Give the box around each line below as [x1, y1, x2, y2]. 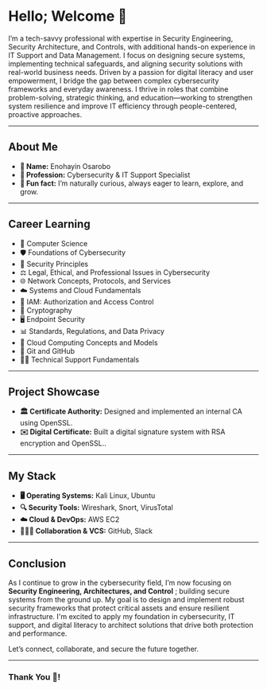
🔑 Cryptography [19, 305, 73, 315]
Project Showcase [8, 385, 100, 398]
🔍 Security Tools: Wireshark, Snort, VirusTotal [19, 503, 173, 512]
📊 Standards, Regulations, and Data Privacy [19, 326, 165, 335]
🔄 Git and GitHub [19, 346, 75, 355]
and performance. [8, 629, 68, 638]
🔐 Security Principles [19, 259, 89, 269]
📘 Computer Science [19, 238, 88, 248]
